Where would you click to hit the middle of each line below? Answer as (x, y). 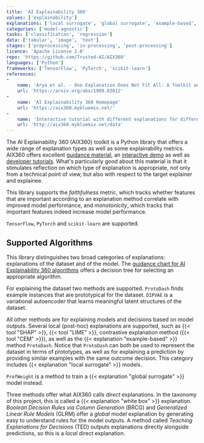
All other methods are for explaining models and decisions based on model (100, 319)
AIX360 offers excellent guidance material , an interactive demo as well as (98, 155)
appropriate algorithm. (34, 276)
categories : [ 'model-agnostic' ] (47, 29)
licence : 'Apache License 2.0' (46, 52)
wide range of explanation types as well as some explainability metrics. (95, 149)
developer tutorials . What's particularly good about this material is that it (97, 161)
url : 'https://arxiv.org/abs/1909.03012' (70, 91)
